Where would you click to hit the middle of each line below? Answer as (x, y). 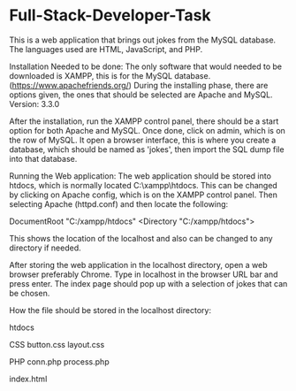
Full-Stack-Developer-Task (110, 15)
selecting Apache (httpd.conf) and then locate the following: (119, 203)
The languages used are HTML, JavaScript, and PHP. (106, 49)
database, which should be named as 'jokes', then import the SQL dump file (147, 149)
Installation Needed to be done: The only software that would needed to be (146, 66)
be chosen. (30, 293)
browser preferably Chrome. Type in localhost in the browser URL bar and (144, 274)
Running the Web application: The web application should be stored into (140, 176)
